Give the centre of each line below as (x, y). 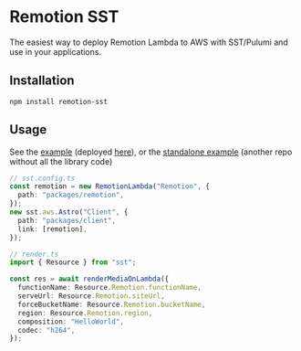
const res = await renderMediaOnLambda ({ (89, 279)
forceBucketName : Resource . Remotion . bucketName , (112, 304)
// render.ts (34, 254)
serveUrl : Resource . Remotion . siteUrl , (92, 296)
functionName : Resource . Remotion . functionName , (110, 288)
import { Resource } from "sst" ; (73, 262)
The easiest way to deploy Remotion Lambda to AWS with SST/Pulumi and (149, 42)
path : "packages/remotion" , (71, 195)
